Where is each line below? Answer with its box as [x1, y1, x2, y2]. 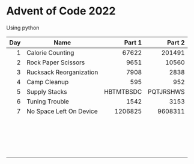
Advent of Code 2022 [6, 4, 116, 18]
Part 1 [124, 38, 142, 46]
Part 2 [167, 38, 185, 46]
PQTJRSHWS [147, 87, 185, 96]
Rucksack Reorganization [26, 68, 99, 76]
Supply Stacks [26, 87, 67, 96]
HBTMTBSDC [104, 87, 142, 96]
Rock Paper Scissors [26, 58, 85, 67]
